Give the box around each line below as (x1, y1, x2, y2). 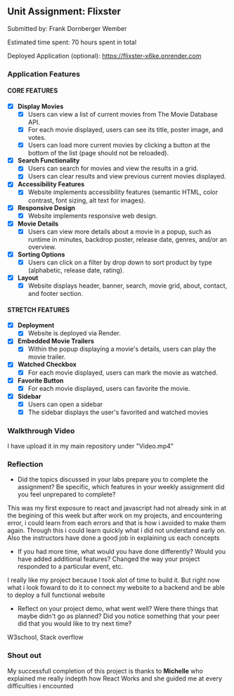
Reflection (7, 460, 44, 470)
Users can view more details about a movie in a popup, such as (27, 227, 212, 236)
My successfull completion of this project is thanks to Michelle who (7, 666, 204, 675)
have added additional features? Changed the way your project (17, 555, 200, 563)
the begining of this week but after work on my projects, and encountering (7, 511, 223, 520)
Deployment (17, 321, 55, 330)
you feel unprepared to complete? (17, 490, 116, 498)
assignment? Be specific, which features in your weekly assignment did (17, 483, 225, 491)
